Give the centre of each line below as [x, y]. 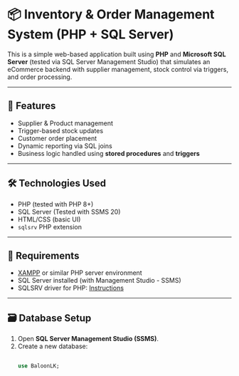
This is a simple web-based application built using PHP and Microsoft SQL [117, 54]
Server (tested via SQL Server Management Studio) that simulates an [109, 61]
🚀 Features [32, 106]
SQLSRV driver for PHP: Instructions [71, 288]
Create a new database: [53, 346]
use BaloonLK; [38, 366]
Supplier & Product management [65, 123]
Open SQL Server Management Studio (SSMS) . [88, 339]
